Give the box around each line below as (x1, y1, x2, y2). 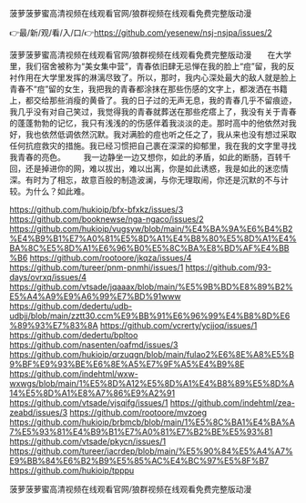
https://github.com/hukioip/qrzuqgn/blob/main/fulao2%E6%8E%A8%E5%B (9, 349, 294, 359)
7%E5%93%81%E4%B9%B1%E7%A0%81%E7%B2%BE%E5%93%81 (9, 427, 273, 437)
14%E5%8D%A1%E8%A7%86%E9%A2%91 (9, 387, 176, 398)
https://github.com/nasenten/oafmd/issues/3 (9, 339, 178, 350)
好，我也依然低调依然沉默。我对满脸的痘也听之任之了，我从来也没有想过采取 (9, 129, 297, 139)
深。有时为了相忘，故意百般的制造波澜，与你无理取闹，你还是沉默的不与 (9, 175, 280, 185)
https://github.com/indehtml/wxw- (9, 368, 138, 379)
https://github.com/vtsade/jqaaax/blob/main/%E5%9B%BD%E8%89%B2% (9, 281, 293, 292)
